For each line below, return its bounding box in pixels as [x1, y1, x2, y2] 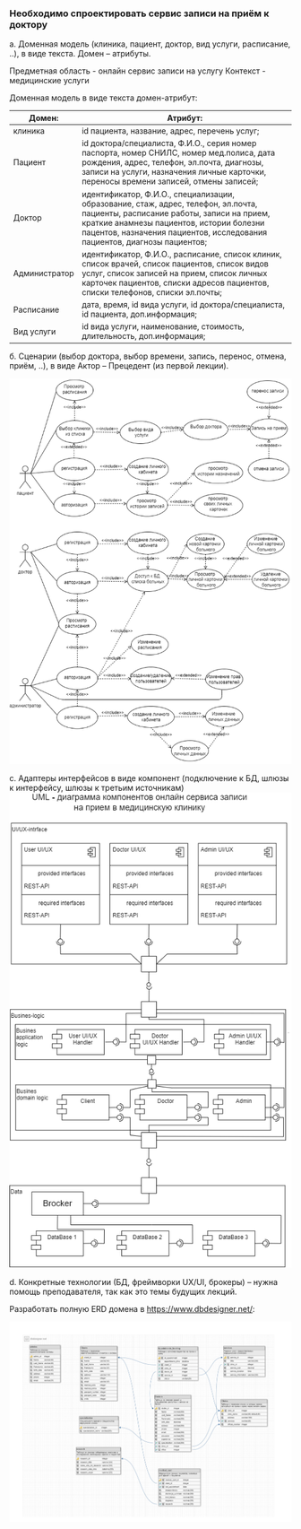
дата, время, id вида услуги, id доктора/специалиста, [82, 300, 285, 310]
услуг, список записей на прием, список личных [82, 267, 268, 278]
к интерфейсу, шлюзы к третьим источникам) [9, 782, 185, 793]
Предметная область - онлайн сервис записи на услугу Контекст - [9, 65, 266, 76]
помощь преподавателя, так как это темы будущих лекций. [9, 1286, 237, 1297]
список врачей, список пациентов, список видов [82, 258, 269, 269]
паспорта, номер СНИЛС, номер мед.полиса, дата [82, 147, 276, 159]
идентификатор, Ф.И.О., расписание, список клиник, [82, 248, 282, 259]
